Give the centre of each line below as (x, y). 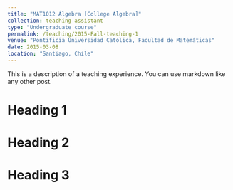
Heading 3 (38, 175)
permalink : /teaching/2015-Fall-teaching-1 (73, 34)
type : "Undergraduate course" (52, 27)
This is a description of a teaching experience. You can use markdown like (116, 74)
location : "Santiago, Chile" (51, 54)
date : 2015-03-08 (33, 47)
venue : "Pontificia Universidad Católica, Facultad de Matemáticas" (111, 41)
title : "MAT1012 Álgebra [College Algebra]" (74, 14)
